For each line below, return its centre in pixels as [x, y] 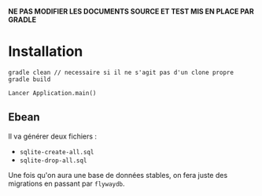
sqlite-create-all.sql [57, 152]
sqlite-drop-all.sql [53, 161]
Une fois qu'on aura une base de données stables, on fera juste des [118, 175]
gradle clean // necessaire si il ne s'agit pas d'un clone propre [121, 72]
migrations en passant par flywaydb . [66, 183]
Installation [46, 52]
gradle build [30, 79]
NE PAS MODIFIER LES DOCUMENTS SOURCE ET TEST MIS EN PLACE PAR [131, 11]
